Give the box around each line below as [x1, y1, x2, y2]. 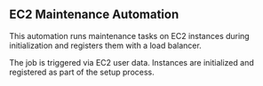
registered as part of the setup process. [9, 66, 155, 77]
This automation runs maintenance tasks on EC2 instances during [9, 30, 251, 41]
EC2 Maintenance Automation [9, 7, 179, 22]
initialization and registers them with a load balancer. [9, 40, 202, 51]
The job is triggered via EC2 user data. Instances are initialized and [9, 57, 255, 67]
